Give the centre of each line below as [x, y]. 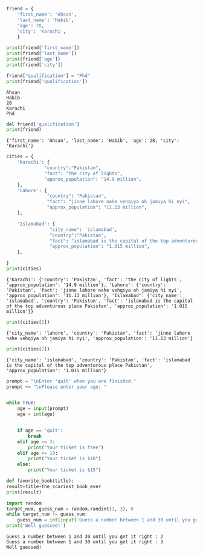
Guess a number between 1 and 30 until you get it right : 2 [85, 537]
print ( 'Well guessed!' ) [36, 526]
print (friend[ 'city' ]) [35, 65]
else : [24, 464]
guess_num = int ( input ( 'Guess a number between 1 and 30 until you [104, 520]
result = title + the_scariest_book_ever [54, 486]
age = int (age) [36, 414]
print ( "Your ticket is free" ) [66, 447]
